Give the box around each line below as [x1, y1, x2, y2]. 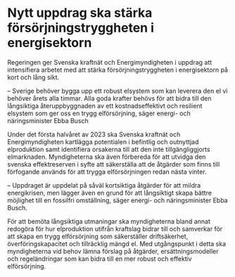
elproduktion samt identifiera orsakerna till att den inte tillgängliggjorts [7, 145, 210, 153]
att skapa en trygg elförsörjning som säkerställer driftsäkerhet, [7, 232, 189, 240]
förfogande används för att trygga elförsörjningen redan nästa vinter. [7, 167, 207, 176]
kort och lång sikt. [7, 72, 60, 82]
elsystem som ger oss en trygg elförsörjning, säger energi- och [7, 109, 191, 117]
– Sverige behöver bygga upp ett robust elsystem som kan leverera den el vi [7, 86, 228, 95]
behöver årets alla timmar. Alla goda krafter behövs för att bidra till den [7, 94, 212, 103]
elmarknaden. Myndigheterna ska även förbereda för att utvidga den [7, 153, 206, 161]
